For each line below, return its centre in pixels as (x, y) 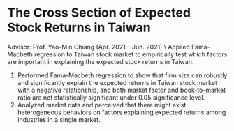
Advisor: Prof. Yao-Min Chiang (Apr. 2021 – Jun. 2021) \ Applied (98, 47)
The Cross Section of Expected (99, 13)
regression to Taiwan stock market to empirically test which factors (131, 54)
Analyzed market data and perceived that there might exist (102, 105)
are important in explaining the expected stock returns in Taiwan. (101, 61)
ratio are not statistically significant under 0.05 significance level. (111, 97)
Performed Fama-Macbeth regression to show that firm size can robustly (122, 75)
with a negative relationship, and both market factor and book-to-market (121, 90)
